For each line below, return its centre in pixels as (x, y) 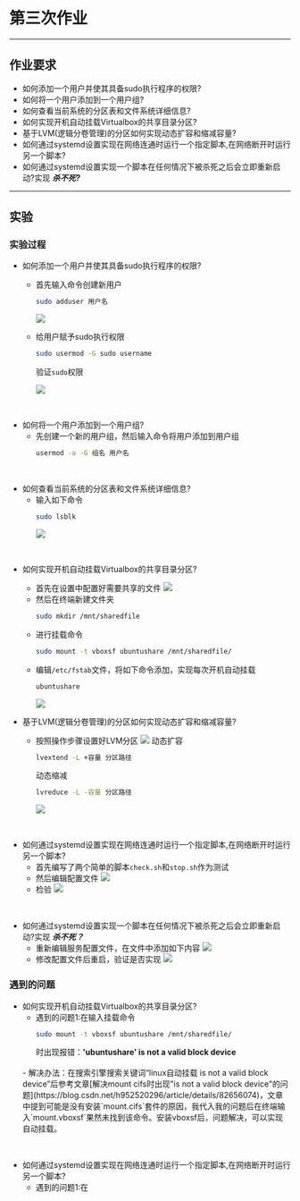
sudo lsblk (56, 517)
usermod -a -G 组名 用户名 (82, 453)
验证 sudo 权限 (59, 372)
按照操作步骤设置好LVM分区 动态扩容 (109, 740)
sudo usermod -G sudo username (94, 354)
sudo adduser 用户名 (72, 302)
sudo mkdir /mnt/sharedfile (87, 616)
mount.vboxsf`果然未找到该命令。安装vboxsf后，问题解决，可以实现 (158, 1118)
